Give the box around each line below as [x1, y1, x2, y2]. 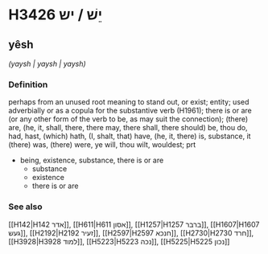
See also [8, 201, 43, 212]
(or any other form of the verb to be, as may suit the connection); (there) [8, 114, 249, 124]
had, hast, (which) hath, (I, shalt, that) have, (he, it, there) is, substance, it [8, 131, 251, 141]
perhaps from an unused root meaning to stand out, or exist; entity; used [8, 97, 249, 107]
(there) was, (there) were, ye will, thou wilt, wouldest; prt [8, 140, 196, 150]
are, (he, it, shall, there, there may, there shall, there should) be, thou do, [8, 123, 248, 133]
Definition [8, 79, 48, 90]
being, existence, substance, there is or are [19, 155, 164, 166]
